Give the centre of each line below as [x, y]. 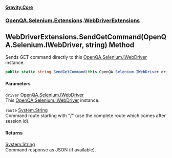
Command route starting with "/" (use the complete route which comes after [86, 116]
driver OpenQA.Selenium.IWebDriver [45, 95]
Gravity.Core [19, 7]
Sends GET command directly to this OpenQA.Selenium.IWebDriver [76, 57]
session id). [17, 121]
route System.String [27, 110]
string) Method [110, 45]
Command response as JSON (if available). [51, 150]
